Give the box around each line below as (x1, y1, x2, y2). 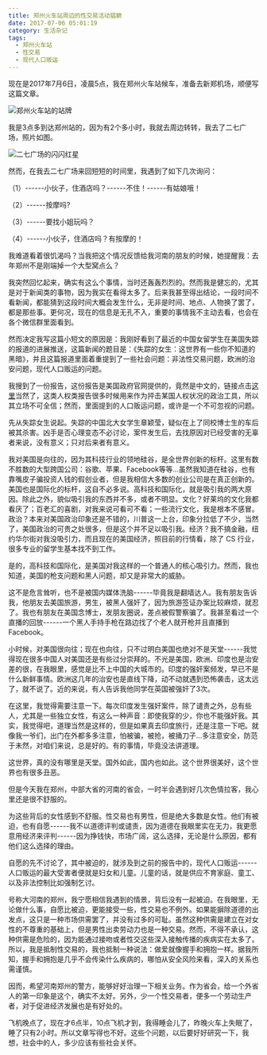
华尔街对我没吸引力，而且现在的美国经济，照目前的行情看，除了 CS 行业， (14, 533, 259, 543)
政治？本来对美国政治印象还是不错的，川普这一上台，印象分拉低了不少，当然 (8, 514, 259, 523)
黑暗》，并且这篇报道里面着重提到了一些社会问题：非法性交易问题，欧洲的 (8, 354, 249, 363)
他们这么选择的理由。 (8, 840, 78, 851)
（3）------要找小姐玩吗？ (8, 216, 95, 227)
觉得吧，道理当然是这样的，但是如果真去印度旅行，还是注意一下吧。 (29, 720, 252, 730)
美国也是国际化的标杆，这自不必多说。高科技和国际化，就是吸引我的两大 (8, 484, 245, 494)
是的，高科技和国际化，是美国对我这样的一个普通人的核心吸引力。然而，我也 (8, 560, 259, 570)
